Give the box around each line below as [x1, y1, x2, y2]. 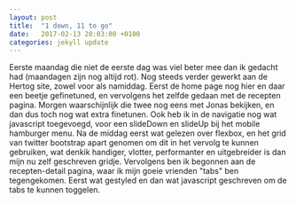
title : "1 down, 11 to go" [9, 21, 113, 30]
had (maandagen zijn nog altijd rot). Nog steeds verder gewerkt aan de [9, 72, 269, 82]
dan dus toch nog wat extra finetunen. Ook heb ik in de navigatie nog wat [9, 109, 277, 120]
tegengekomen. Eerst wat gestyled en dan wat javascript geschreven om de [9, 175, 287, 186]
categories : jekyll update [9, 37, 109, 47]
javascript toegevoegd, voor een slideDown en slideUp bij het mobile [9, 119, 261, 129]
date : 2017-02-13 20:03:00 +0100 [9, 29, 141, 38]
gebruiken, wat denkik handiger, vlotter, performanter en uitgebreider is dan [9, 147, 286, 158]
